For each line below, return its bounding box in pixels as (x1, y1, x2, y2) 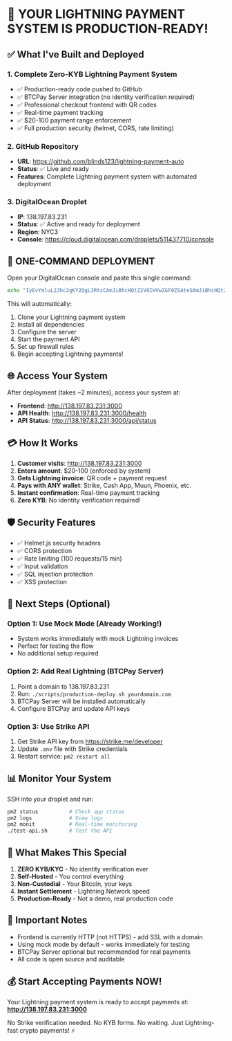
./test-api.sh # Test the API (7, 827, 113, 835)
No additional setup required (17, 649, 99, 658)
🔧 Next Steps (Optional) (7, 598, 110, 610)
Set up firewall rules (17, 343, 75, 351)
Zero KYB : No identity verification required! (17, 496, 142, 504)
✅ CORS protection (17, 546, 72, 554)
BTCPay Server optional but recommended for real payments (17, 948, 191, 956)
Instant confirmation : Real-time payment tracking (17, 488, 160, 497)
